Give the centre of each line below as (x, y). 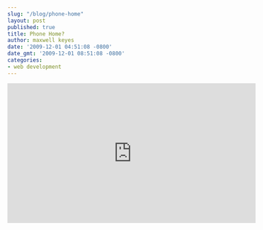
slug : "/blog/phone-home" (45, 14)
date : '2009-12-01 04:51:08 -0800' (60, 47)
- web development (34, 67)
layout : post (27, 21)
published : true (31, 27)
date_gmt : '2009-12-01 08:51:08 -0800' (66, 54)
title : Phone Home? (36, 34)
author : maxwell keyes (41, 40)
